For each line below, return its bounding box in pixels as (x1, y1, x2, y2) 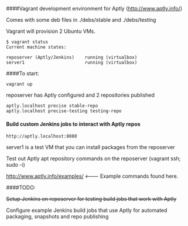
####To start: (6, 70, 39, 77)
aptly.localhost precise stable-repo (6, 103, 98, 109)
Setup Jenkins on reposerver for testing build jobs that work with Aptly (6, 195, 177, 203)
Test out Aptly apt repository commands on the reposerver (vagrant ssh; (6, 155, 181, 162)
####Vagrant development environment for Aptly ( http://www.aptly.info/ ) (6, 5, 183, 12)
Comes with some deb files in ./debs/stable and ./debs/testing (6, 16, 156, 23)
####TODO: (6, 184, 36, 191)
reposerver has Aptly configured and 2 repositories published (6, 92, 155, 99)
